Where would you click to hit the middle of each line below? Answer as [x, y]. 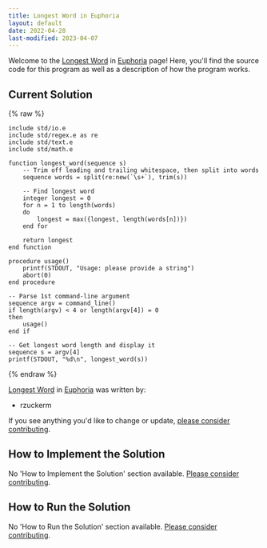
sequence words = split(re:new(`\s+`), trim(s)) [105, 178]
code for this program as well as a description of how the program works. [129, 70]
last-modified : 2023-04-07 [53, 38]
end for [35, 226]
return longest [48, 241]
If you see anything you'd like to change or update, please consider [119, 421]
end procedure [32, 282]
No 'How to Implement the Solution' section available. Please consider [124, 474]
